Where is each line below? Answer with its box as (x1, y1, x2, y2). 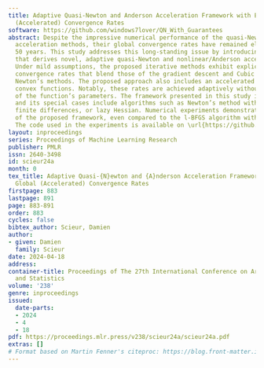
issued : (8, 296, 34, 304)
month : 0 (8, 165, 37, 173)
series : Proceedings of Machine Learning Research (8, 135, 178, 144)
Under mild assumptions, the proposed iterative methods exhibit (15, 63, 234, 71)
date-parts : (15, 304, 55, 311)
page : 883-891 (8, 201, 55, 209)
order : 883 (8, 209, 44, 217)
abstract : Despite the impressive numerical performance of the (8, 33, 223, 42)
